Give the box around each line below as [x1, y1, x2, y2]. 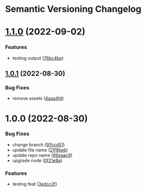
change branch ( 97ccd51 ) [12, 142, 65, 147]
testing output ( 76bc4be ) [12, 55, 64, 61]
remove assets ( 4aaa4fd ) [12, 96, 64, 101]
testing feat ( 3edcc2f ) [12, 181, 58, 187]
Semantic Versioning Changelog [5, 3, 142, 15]
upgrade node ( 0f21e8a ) [12, 157, 63, 163]
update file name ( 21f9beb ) [12, 147, 68, 153]
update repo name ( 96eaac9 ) [12, 152, 73, 158]
